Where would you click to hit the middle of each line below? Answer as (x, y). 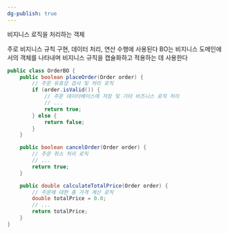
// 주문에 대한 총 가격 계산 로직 (73, 192)
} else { (45, 116)
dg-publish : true (32, 13)
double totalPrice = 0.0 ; (69, 199)
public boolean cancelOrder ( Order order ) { (83, 147)
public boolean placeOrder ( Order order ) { (82, 77)
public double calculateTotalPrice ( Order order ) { (94, 186)
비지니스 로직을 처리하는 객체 (46, 34)
